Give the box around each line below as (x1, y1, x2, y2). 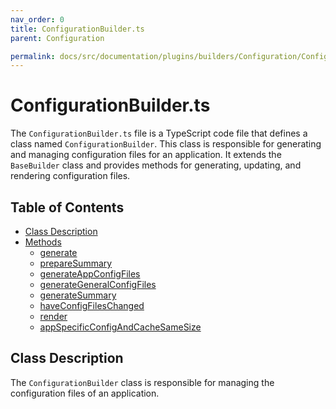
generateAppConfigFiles (39, 268, 141, 280)
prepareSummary (39, 257, 113, 269)
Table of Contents (10, 199, 125, 216)
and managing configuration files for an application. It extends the (10, 149, 282, 161)
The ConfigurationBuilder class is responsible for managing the (10, 376, 275, 388)
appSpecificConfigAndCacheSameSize (39, 321, 202, 333)
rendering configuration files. (10, 170, 131, 182)
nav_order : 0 (10, 14, 65, 25)
